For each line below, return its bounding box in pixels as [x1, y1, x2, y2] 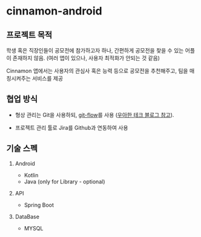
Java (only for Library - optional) [24, 178, 105, 185]
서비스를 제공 [32, 75, 64, 82]
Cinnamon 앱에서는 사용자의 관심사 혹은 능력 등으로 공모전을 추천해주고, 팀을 [6, 68, 188, 74]
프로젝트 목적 [6, 30, 53, 40]
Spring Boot [24, 201, 54, 209]
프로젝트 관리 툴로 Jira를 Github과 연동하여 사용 [15, 124, 128, 131]
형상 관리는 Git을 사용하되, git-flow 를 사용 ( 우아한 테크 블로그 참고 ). [15, 111, 174, 118]
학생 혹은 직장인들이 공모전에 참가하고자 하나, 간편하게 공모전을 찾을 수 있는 [6, 47, 184, 54]
